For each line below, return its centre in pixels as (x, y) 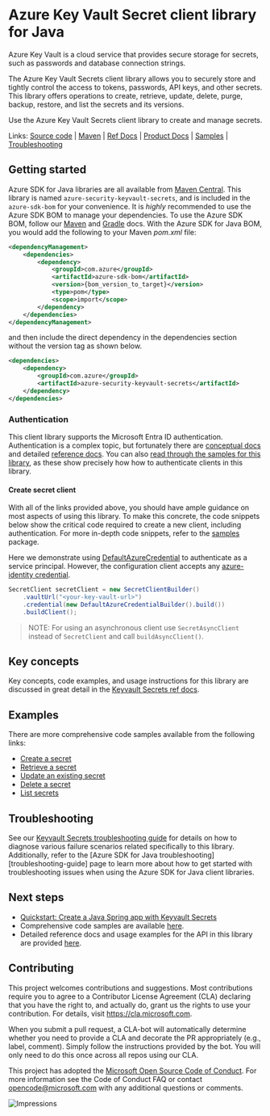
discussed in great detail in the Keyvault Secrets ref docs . (104, 689)
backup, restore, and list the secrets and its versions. (96, 104)
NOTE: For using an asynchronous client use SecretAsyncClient (133, 627)
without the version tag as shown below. (75, 346)
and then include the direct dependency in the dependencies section (123, 338)
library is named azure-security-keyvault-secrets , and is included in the (130, 198)
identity (21, 575)
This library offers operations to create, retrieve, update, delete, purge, (126, 95)
